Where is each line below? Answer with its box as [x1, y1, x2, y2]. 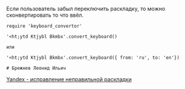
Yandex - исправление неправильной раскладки [6, 76, 132, 83]
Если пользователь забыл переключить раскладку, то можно [6, 5, 166, 12]
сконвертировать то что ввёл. [6, 11, 84, 19]
